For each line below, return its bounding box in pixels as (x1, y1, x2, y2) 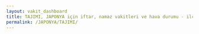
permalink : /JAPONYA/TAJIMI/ (6, 19, 78, 25)
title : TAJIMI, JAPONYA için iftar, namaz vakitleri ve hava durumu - (6, 14, 184, 20)
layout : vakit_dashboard (6, 8, 68, 14)
